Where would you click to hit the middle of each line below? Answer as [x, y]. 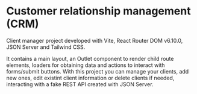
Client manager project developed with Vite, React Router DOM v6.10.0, [95, 40]
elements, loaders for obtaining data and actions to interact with [86, 65]
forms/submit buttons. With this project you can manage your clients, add [98, 71]
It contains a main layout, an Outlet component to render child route [90, 58]
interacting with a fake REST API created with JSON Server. [80, 84]
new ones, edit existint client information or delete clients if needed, [90, 78]
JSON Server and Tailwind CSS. [46, 47]
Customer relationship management [98, 11]
